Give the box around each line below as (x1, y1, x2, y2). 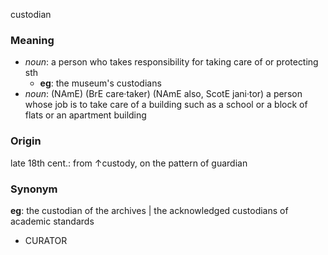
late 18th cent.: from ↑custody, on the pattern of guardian (10, 157, 248, 169)
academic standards (10, 215, 95, 227)
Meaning (10, 33, 55, 47)
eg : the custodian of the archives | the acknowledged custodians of (10, 204, 289, 216)
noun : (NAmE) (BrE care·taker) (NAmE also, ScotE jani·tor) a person (24, 88, 303, 100)
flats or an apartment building (24, 109, 147, 121)
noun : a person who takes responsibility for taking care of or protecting (24, 56, 319, 68)
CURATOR (24, 234, 68, 246)
